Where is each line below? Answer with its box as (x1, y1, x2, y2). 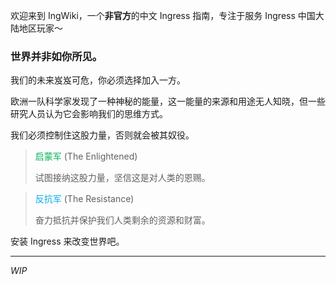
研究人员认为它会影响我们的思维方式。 (10, 108, 168, 120)
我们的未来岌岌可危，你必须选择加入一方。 (10, 74, 186, 86)
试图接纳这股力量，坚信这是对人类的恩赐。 (34, 172, 211, 184)
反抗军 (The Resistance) (34, 193, 135, 205)
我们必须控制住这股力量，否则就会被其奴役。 (10, 129, 195, 141)
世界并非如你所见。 (10, 49, 103, 63)
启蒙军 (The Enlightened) (34, 150, 138, 163)
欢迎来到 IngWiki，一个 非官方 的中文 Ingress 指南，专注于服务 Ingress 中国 (10, 10, 316, 21)
